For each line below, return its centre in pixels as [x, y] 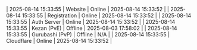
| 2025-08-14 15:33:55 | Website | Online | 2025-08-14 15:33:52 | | [88, 9]
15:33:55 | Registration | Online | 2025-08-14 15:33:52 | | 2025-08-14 [107, 15]
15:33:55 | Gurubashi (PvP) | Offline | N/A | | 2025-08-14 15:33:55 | [88, 35]
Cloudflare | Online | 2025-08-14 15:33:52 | [59, 41]
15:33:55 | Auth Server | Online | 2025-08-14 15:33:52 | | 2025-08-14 [91, 22]
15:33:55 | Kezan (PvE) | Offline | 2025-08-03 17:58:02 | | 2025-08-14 [92, 28]
